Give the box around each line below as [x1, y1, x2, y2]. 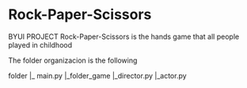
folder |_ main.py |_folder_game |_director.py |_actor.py [8, 71, 188, 80]
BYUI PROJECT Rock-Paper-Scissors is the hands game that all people [8, 32, 240, 41]
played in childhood [8, 40, 73, 49]
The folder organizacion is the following [8, 55, 138, 65]
